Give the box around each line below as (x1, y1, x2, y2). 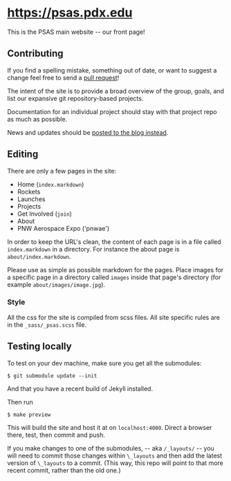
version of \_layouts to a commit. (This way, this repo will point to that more (7, 458, 223, 467)
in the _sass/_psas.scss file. (7, 320, 87, 329)
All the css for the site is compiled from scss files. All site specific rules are (7, 313, 220, 321)
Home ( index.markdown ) (17, 180, 84, 188)
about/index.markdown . (7, 252, 71, 261)
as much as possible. (7, 115, 68, 123)
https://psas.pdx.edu (7, 5, 133, 21)
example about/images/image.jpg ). (7, 280, 106, 288)
